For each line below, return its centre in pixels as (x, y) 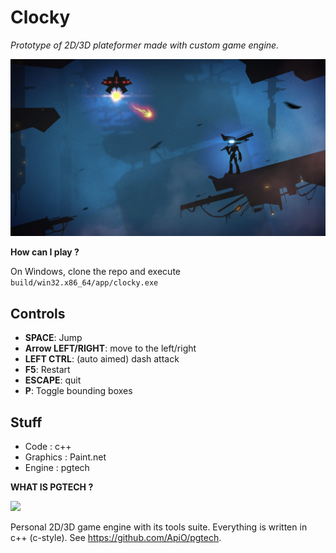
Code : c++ (48, 447)
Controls (38, 313)
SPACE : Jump (53, 338)
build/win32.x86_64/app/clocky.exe (84, 283)
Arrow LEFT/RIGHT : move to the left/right (110, 348)
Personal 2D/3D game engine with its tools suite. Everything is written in (159, 527)
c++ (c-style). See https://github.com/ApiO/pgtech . (116, 538)
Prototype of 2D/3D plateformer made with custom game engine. (145, 45)
